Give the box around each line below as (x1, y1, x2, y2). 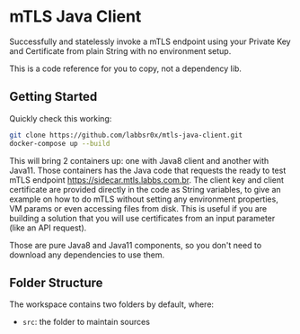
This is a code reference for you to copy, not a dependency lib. (9, 63, 243, 74)
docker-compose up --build (9, 139, 110, 148)
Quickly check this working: (9, 113, 112, 123)
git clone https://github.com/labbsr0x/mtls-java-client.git (9, 131, 243, 140)
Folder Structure (9, 275, 103, 290)
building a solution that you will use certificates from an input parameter (9, 212, 276, 223)
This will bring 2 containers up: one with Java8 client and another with (9, 155, 269, 166)
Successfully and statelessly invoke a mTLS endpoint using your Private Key (9, 36, 291, 47)
